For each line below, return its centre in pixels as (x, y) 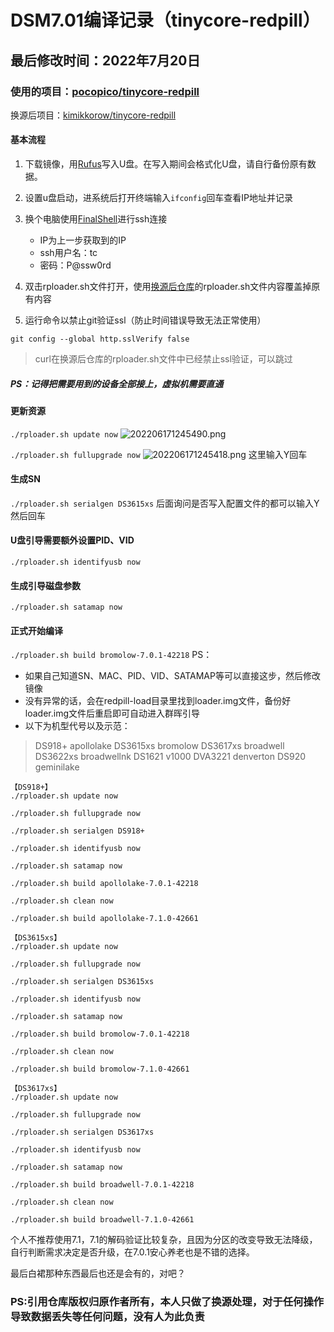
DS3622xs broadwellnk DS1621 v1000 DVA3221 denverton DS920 (170, 757)
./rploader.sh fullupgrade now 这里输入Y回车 (159, 454)
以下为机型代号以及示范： (77, 726)
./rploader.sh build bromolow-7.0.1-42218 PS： (111, 655)
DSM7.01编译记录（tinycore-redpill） (165, 20)
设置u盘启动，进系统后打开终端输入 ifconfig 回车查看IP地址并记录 (159, 198)
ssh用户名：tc (68, 253)
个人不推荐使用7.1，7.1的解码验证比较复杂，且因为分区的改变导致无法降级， (164, 1240)
